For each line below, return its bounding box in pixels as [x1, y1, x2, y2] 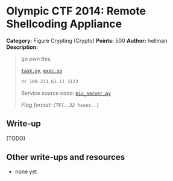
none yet [14, 168, 37, 176]
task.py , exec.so [20, 66, 63, 74]
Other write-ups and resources [6, 152, 125, 162]
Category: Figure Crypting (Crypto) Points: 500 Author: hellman [6, 37, 168, 44]
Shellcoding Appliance [6, 17, 122, 31]
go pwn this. [20, 55, 52, 62]
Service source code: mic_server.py [20, 89, 112, 97]
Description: [6, 43, 38, 51]
